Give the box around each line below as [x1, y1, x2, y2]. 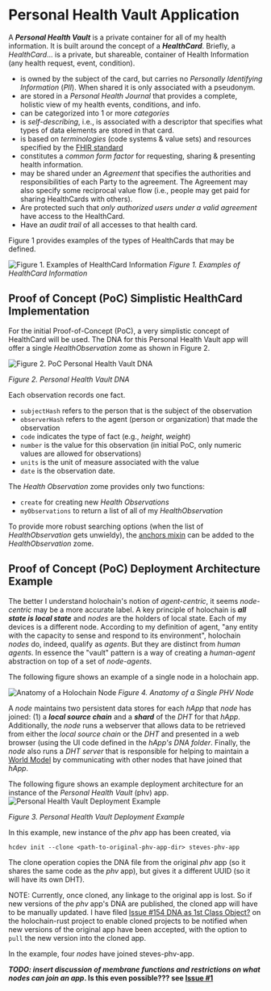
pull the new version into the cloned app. [8, 933, 147, 943]
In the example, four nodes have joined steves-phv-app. [8, 948, 195, 959]
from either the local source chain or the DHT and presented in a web [8, 729, 240, 739]
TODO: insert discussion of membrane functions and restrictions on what [8, 964, 261, 974]
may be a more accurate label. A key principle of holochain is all [33, 605, 247, 614]
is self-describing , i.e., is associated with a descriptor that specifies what [19, 116, 263, 126]
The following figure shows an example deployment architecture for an [8, 778, 244, 789]
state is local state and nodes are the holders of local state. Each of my [8, 613, 248, 623]
